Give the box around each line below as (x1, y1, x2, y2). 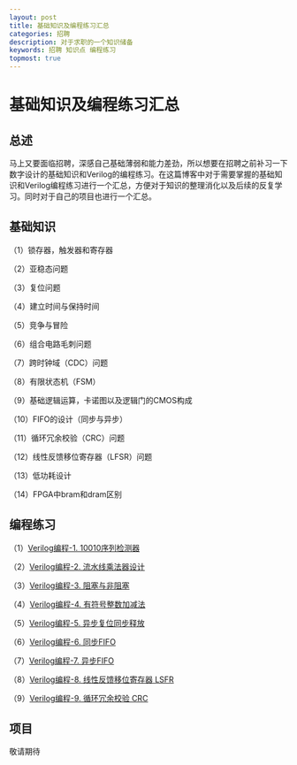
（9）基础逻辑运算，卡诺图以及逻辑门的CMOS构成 (9, 394, 193, 405)
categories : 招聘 (9, 29, 71, 38)
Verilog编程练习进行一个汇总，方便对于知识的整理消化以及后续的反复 (24, 180, 276, 190)
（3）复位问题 (9, 282, 61, 293)
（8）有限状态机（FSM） (9, 376, 101, 386)
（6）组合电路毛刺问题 (9, 338, 92, 349)
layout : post (9, 12, 57, 22)
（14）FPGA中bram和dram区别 (9, 488, 122, 500)
